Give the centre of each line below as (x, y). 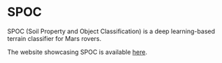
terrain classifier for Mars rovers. (54, 38)
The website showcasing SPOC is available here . (77, 52)
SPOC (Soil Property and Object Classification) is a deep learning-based (111, 31)
